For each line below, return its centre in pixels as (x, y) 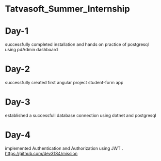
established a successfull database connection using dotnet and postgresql (80, 115)
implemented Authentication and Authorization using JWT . (64, 148)
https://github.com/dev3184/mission (41, 153)
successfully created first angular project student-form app (64, 83)
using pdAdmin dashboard (32, 50)
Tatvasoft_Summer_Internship (67, 9)
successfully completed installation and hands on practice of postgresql (77, 44)
